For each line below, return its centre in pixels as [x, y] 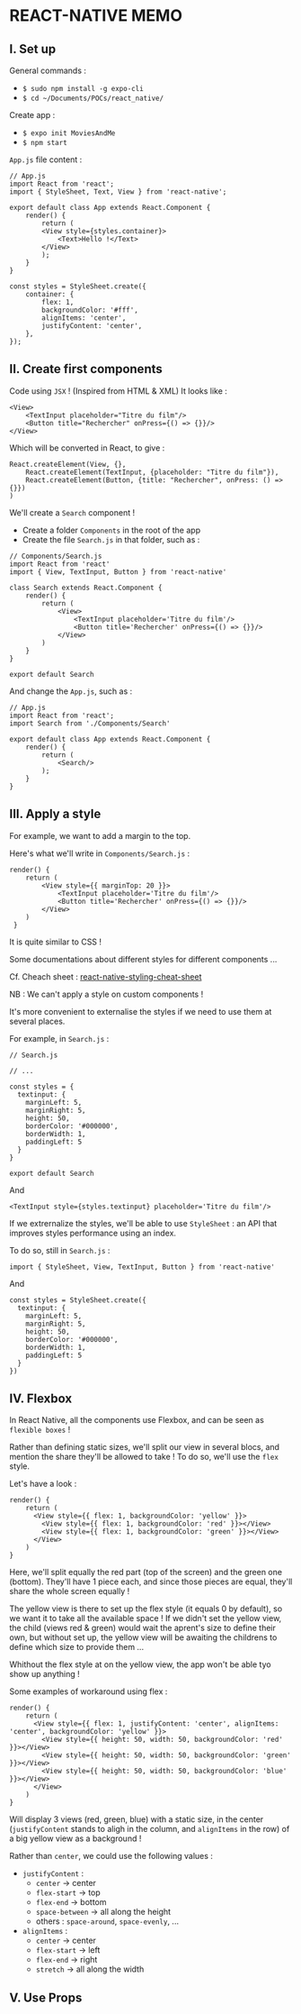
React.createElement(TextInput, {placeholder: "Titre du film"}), [152, 472]
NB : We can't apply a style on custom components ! [106, 994]
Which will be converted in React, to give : [87, 448]
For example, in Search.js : [59, 1038]
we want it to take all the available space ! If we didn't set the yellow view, [146, 1618]
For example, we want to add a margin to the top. [100, 835]
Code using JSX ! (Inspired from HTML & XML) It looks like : [118, 391]
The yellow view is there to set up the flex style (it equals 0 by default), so [146, 1608]
